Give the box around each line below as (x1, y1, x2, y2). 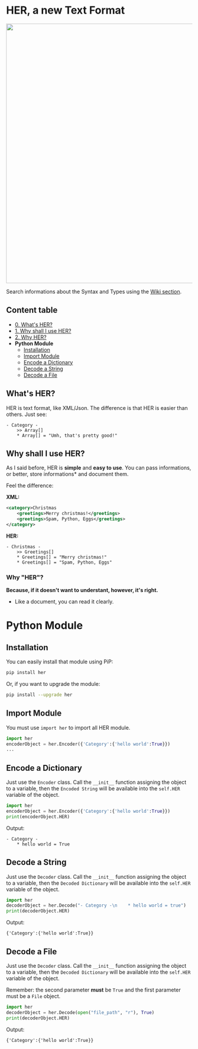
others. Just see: (6, 411, 47, 418)
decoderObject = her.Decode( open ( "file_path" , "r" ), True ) (6, 1009, 155, 1015)
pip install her (6, 670, 46, 676)
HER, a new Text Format (6, 4, 125, 17)
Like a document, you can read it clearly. (14, 598, 114, 605)
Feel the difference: (6, 482, 54, 489)
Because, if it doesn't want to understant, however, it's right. (6, 587, 158, 594)
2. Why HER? (14, 333, 47, 341)
